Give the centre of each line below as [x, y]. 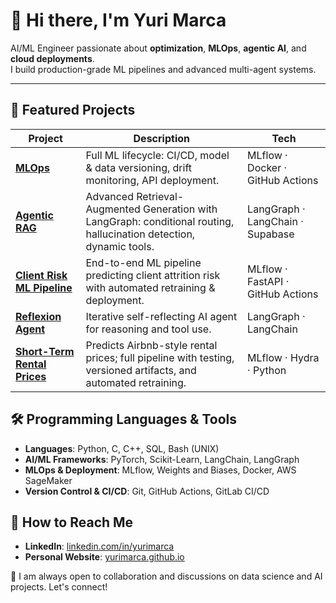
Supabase [271, 234]
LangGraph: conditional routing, [160, 221]
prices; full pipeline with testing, [160, 357]
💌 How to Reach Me [72, 522]
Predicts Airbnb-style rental [151, 345]
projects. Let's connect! [59, 587]
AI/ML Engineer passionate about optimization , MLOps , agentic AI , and [158, 48]
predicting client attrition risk [153, 275]
